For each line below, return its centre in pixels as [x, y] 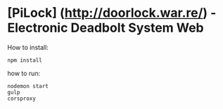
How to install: [28, 47]
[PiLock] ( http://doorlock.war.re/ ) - [112, 13]
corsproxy [22, 98]
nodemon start [28, 86]
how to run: [24, 73]
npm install [25, 60]
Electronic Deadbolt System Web [106, 28]
